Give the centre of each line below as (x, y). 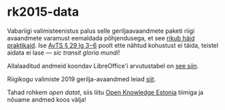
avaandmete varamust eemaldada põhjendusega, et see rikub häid (101, 38)
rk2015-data (43, 12)
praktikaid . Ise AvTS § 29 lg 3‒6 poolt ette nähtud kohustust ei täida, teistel (113, 45)
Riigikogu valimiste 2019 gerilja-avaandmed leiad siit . (81, 79)
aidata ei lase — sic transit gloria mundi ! (64, 53)
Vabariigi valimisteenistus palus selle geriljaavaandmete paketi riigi (101, 31)
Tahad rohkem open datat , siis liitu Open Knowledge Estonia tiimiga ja (105, 92)
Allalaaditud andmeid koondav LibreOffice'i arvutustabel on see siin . (103, 66)
